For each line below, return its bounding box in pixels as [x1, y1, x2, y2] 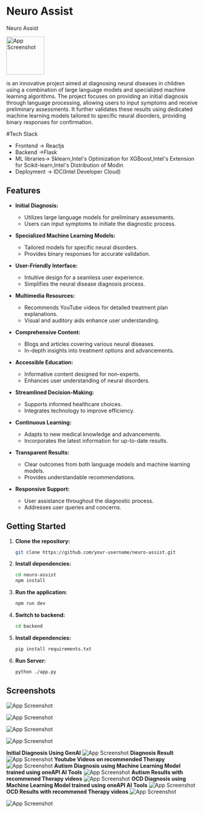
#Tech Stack [6, 130, 38, 138]
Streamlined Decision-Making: [15, 389, 94, 396]
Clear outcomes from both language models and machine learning [24, 460, 190, 468]
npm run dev [15, 600, 46, 607]
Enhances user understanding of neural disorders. [24, 376, 150, 384]
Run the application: [15, 589, 68, 596]
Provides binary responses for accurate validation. [24, 250, 151, 257]
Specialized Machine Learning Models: [15, 231, 116, 239]
